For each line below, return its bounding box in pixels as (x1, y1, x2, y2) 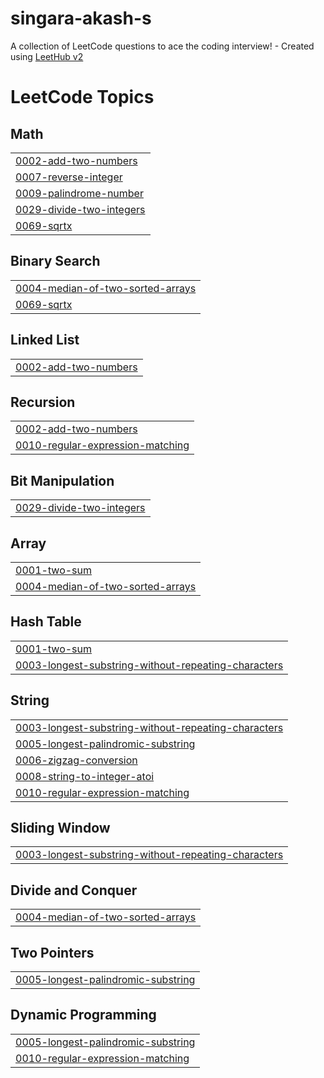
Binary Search (10, 253, 101, 270)
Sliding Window (10, 820, 111, 837)
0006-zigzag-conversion (15, 753, 138, 767)
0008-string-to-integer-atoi (15, 769, 155, 783)
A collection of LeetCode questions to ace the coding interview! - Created (10, 40, 315, 52)
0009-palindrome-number (15, 186, 144, 200)
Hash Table (10, 613, 82, 631)
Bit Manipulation (10, 472, 115, 489)
